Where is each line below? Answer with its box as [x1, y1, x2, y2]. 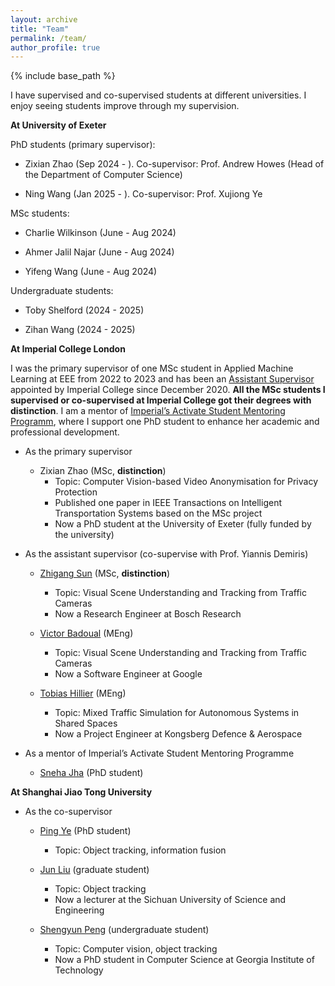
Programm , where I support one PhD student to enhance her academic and [10, 416, 320, 428]
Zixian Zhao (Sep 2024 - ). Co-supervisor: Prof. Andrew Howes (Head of [24, 158, 325, 170]
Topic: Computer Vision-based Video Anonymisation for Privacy [54, 476, 318, 488]
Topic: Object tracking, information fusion [54, 844, 227, 856]
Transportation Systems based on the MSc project [54, 507, 263, 520]
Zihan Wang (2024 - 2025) [24, 324, 136, 336]
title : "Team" [10, 24, 70, 34]
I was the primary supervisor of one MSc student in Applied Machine [10, 362, 294, 375]
